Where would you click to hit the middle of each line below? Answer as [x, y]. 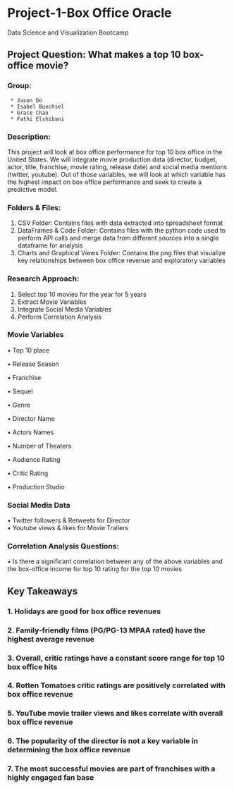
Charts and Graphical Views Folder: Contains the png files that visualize [122, 253]
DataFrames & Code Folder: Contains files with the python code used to [122, 231]
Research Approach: [43, 279]
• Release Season [33, 364]
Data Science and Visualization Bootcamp [68, 32]
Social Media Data [39, 505]
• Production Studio [36, 487]
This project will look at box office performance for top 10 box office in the [115, 152]
